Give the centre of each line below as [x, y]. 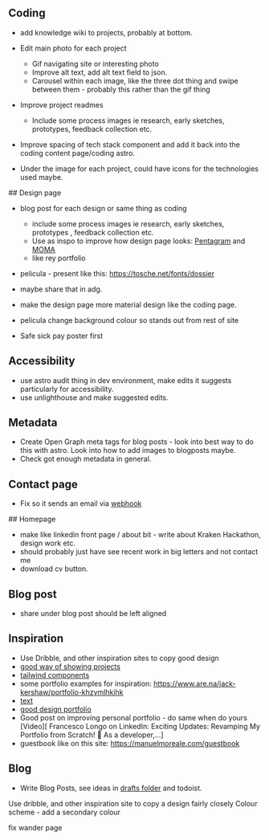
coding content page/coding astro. [77, 153]
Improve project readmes [61, 104]
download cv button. [54, 569]
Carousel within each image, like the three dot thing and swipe [135, 80]
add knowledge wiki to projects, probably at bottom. [106, 32]
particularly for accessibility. [67, 389]
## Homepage [32, 519]
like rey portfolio [59, 258]
